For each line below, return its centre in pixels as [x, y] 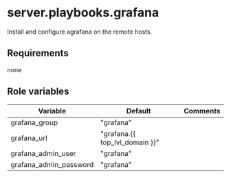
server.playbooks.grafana [83, 13]
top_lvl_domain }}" [130, 142]
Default [139, 111]
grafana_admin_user [43, 153]
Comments [202, 111]
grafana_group [34, 122]
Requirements [38, 53]
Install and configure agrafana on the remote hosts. [80, 32]
